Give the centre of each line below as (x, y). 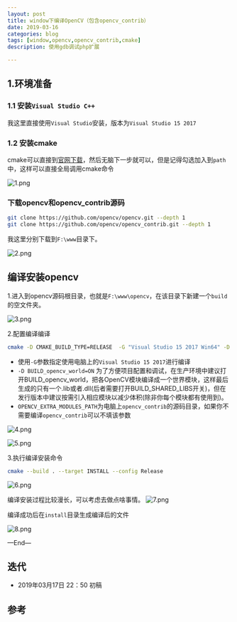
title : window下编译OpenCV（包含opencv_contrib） (78, 21)
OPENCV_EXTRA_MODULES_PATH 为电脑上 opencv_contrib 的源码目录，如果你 (120, 406)
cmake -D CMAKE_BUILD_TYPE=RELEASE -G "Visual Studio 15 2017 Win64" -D (119, 347)
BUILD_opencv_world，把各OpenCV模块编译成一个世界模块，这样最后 (126, 379)
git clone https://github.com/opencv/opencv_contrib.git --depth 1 (109, 225)
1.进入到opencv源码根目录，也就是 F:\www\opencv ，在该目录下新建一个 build (117, 295)
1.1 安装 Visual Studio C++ (51, 106)
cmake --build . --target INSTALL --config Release (85, 471)
